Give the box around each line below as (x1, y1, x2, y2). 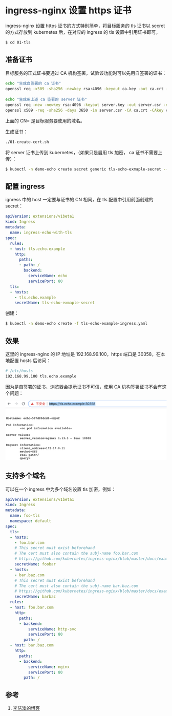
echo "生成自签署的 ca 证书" (5, 80, 61, 86)
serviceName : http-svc (28, 626, 77, 631)
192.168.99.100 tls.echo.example (5, 373, 77, 379)
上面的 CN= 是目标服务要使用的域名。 (5, 117, 85, 123)
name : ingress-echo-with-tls (10, 230, 72, 236)
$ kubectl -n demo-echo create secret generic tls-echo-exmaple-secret (5, 166, 161, 172)
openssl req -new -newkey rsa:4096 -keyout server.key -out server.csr (5, 102, 161, 108)
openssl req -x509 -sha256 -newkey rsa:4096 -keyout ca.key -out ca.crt (5, 86, 164, 91)
